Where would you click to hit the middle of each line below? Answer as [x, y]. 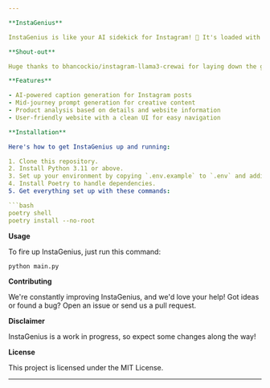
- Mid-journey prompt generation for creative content [102, 103]
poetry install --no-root [51, 221]
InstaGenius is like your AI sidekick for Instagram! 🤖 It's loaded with [135, 37]
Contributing [30, 281]
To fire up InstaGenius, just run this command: [85, 251]
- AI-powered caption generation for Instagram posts [100, 96]
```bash [21, 206]
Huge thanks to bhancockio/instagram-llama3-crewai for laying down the [133, 66]
